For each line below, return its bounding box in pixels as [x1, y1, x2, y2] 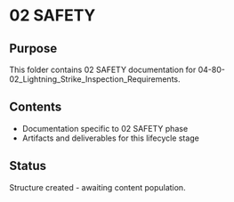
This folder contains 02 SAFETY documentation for [9, 64, 197, 75]
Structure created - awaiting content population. [9, 182, 186, 192]
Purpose [9, 41, 58, 56]
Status [9, 158, 47, 174]
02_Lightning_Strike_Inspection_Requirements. [9, 74, 181, 85]
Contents [9, 100, 62, 115]
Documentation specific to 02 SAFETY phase [21, 123, 189, 133]
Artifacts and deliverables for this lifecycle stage [21, 133, 200, 143]
